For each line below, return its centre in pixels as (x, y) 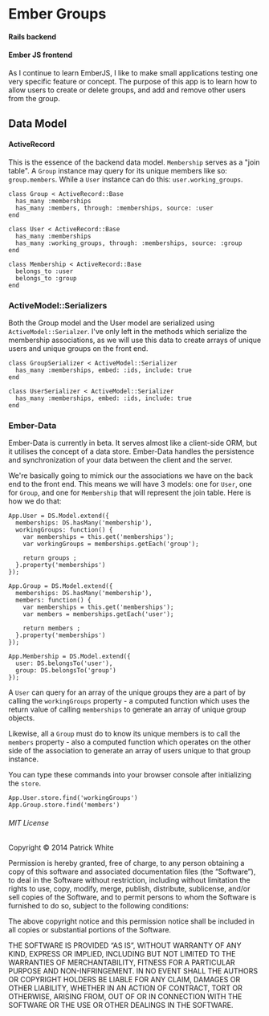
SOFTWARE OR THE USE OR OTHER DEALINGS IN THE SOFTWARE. (121, 1006)
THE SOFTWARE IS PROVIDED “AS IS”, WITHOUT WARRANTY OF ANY (125, 945)
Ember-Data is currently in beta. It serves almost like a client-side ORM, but (133, 443)
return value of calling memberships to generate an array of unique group (127, 710)
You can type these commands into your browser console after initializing (130, 775)
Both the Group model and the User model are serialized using (112, 323)
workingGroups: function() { (64, 530)
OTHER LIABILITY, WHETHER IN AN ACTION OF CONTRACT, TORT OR (125, 988)
